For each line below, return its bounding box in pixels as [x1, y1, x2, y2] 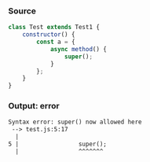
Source [8, 6, 37, 17]
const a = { [36, 38, 76, 46]
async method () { [49, 45, 108, 53]
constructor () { [22, 31, 76, 39]
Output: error [8, 101, 60, 112]
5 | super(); [8, 140, 108, 149]
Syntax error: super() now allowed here [8, 118, 143, 127]
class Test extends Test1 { [8, 24, 101, 31]
